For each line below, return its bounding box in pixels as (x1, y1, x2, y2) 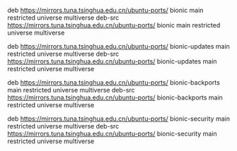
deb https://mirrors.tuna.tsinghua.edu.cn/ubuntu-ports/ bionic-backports (7, 78, 221, 87)
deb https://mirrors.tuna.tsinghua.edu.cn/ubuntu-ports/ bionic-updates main (7, 42, 230, 50)
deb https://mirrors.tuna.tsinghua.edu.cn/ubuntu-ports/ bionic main (7, 6, 204, 14)
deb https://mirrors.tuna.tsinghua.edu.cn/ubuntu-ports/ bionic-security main (7, 114, 230, 123)
